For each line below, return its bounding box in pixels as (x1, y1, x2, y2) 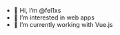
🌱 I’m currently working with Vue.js (13, 21, 113, 28)
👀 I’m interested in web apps (13, 13, 95, 22)
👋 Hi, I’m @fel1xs (13, 7, 61, 14)
